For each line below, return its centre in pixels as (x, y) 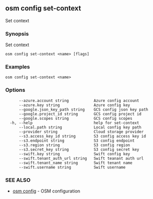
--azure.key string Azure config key (74, 105)
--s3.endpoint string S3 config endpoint (77, 141)
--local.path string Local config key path (80, 127)
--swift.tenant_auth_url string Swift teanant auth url (81, 158)
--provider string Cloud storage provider (81, 131)
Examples (18, 67)
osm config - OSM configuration (46, 191)
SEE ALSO (18, 180)
